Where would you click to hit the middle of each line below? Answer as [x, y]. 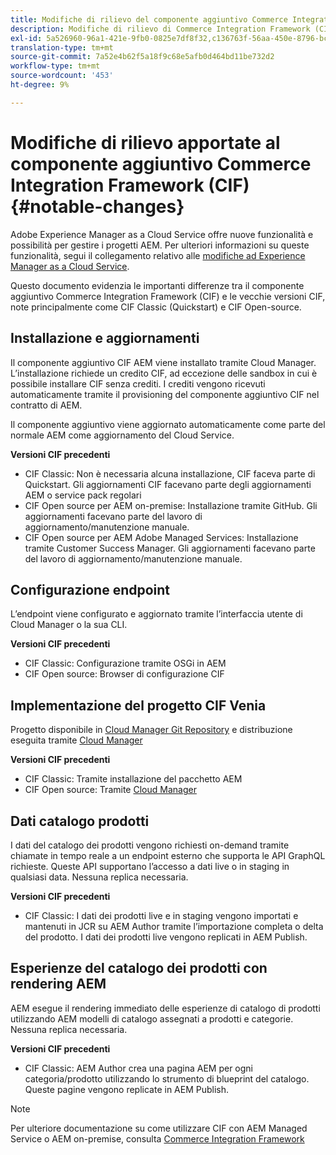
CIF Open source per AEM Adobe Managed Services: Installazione [161, 537]
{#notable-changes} [97, 206]
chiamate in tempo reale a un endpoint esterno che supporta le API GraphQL [168, 855]
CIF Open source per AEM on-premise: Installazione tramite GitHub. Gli [171, 505]
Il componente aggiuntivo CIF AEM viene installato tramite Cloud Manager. [163, 362]
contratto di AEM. [46, 405]
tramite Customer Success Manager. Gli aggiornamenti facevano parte [170, 548]
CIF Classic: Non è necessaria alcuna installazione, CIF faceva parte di [170, 473]
